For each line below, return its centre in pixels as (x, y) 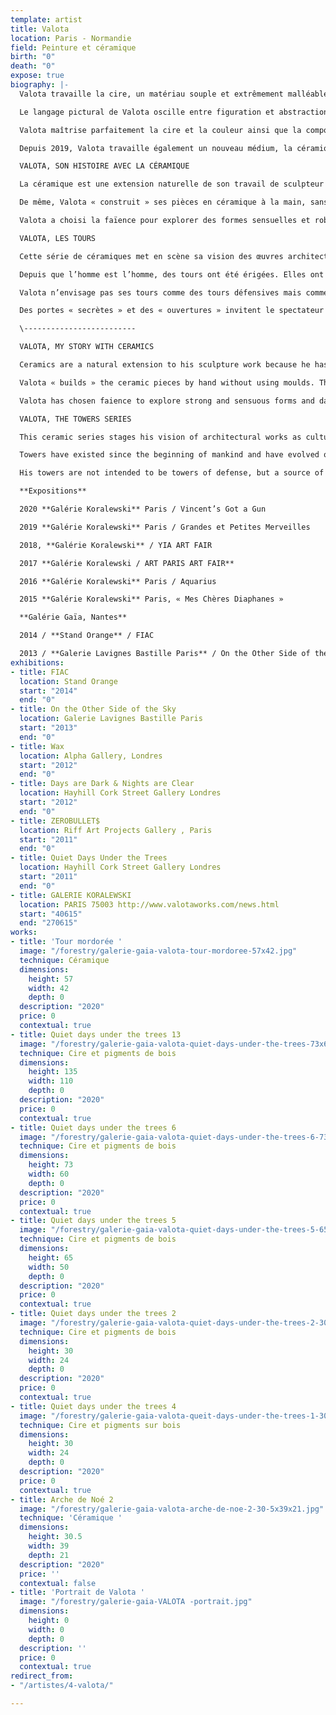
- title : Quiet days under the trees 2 (93, 1314)
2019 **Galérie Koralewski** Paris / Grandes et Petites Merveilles (165, 527)
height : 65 (51, 1257)
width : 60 (49, 1174)
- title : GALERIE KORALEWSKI (71, 895)
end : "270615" (48, 923)
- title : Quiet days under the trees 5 (93, 1221)
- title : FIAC (40, 672)
